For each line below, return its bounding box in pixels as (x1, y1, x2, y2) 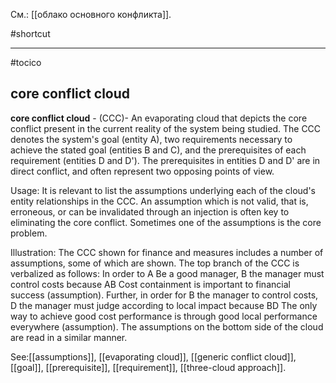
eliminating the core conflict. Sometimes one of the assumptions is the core (10, 216, 322, 228)
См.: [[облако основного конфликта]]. (10, 9, 172, 20)
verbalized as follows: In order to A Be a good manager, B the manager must (10, 267, 325, 279)
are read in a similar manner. (10, 331, 128, 343)
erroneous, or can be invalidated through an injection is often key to (10, 205, 290, 218)
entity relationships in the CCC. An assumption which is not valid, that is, (10, 195, 309, 207)
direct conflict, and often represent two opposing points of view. (10, 165, 275, 177)
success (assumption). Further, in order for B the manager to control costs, (10, 289, 319, 301)
